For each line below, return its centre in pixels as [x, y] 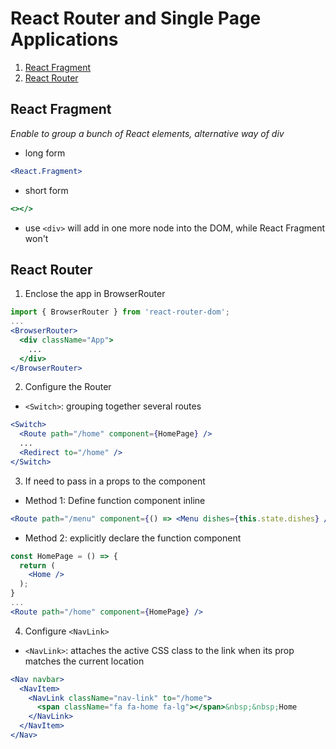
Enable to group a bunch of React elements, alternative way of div [147, 133]
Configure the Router [68, 387]
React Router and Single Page [136, 18]
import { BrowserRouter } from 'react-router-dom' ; [120, 312]
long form [45, 153]
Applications [64, 39]
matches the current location [84, 661]
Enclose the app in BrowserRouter [95, 294]
